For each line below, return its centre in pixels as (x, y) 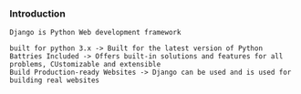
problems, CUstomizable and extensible (85, 65)
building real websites (55, 80)
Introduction (37, 14)
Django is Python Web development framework (95, 33)
